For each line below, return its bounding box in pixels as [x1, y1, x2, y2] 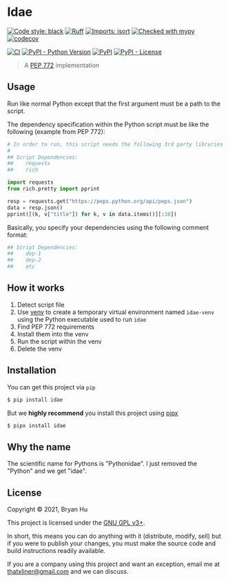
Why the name [7, 441, 71, 453]
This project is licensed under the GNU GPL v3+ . [7, 518, 145, 527]
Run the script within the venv [17, 337, 102, 345]
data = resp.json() [7, 204, 63, 211]
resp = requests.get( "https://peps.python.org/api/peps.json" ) [7, 197, 193, 204]
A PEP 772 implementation [23, 61, 100, 69]
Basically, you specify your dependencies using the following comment [7, 223, 209, 231]
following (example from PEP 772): [7, 127, 105, 135]
